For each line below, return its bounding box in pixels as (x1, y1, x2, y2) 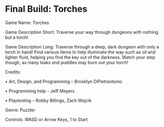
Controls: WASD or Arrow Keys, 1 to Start (5, 116, 88, 122)
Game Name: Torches (5, 20, 49, 25)
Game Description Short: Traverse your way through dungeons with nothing (5, 29, 159, 35)
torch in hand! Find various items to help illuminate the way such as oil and (5, 49, 156, 55)
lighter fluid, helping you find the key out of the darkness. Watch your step (5, 54, 156, 60)
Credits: (5, 69, 21, 75)
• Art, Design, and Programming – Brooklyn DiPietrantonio (5, 78, 122, 84)
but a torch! (5, 34, 28, 40)
